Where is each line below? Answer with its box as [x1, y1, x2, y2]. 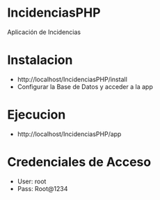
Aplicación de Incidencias [7, 28, 81, 36]
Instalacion [7, 52, 73, 68]
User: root [17, 177, 47, 185]
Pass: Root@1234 [17, 184, 68, 192]
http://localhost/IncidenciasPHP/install [17, 75, 127, 83]
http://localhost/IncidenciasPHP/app [17, 130, 122, 138]
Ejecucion [7, 107, 66, 123]
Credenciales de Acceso [7, 154, 152, 169]
